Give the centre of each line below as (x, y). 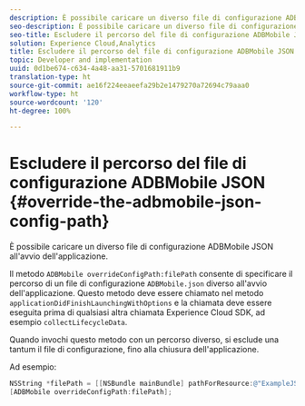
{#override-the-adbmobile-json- (136, 202)
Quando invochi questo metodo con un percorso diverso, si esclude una (144, 340)
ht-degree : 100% (40, 111)
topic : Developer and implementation (81, 60)
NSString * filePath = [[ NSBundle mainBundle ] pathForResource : (132, 384)
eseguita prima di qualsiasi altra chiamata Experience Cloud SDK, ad (138, 312)
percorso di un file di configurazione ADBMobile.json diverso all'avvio (138, 283)
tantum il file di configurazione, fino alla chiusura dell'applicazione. (134, 350)
